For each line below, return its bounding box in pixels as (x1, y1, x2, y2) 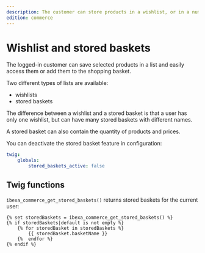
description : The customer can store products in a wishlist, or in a (6, 9, 190, 15)
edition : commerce (6, 15, 53, 21)
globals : (17, 157, 40, 164)
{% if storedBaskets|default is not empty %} (6, 219, 124, 226)
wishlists (15, 91, 38, 98)
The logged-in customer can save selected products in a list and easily (6, 61, 185, 68)
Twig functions (6, 180, 65, 190)
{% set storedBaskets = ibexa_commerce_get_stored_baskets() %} (6, 215, 173, 221)
